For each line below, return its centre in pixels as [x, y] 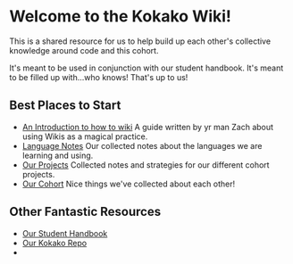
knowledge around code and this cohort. [84, 50]
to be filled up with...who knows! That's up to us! [99, 77]
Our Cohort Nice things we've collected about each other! [128, 184]
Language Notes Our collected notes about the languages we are [142, 145]
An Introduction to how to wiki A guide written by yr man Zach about [148, 127]
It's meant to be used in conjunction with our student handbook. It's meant [146, 68]
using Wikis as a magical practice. [85, 136]
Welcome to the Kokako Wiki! [121, 16]
